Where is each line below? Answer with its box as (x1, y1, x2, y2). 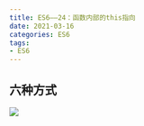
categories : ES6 (9, 30, 70, 39)
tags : (9, 38, 30, 48)
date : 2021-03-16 (9, 22, 75, 31)
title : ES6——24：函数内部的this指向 (9, 13, 136, 22)
